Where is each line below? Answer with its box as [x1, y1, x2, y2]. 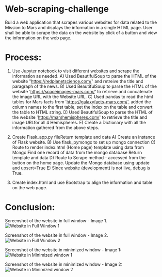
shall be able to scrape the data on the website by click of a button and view [5, 30, 158, 35]
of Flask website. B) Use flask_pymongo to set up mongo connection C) [12, 139, 156, 145]
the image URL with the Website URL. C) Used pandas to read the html [12, 94, 153, 99]
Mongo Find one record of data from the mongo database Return [12, 149, 142, 155]
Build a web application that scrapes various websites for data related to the [5, 19, 157, 25]
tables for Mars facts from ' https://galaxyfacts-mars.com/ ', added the [12, 98, 151, 105]
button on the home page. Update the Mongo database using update [12, 160, 150, 165]
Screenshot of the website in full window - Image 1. [5, 217, 108, 224]
